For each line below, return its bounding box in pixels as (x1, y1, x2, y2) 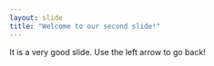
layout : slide (9, 13, 64, 23)
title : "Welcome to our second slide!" (9, 22, 161, 31)
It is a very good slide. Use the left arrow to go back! (9, 46, 207, 57)
